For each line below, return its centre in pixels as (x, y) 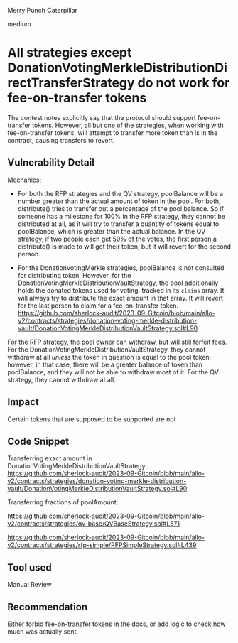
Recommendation (47, 607)
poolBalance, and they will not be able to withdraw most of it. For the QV (113, 372)
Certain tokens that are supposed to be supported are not (92, 419)
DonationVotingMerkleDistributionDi (117, 68)
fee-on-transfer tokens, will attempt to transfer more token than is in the (113, 133)
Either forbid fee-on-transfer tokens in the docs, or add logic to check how (117, 624)
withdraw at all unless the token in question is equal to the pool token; (109, 357)
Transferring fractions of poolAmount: (63, 502)
